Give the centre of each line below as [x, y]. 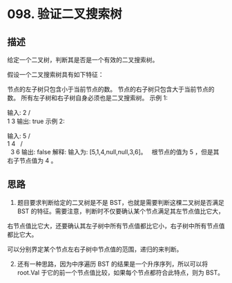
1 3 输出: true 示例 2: [36, 121]
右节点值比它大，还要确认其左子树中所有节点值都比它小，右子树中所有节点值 [116, 226]
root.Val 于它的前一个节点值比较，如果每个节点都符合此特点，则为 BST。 [120, 272]
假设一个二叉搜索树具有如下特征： [56, 74]
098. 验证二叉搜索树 [65, 14]
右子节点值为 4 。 [32, 161]
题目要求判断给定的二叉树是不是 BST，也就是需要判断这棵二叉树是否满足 [120, 202]
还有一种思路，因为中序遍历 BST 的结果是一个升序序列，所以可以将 [113, 264]
